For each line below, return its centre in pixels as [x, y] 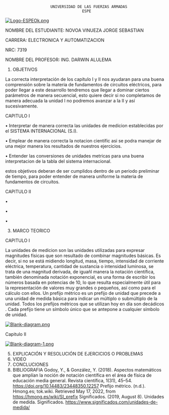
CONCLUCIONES [31, 365]
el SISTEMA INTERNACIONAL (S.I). [42, 131]
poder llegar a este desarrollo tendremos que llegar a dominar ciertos [77, 90]
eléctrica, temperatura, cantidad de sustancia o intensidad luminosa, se [79, 266]
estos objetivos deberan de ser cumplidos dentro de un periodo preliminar [82, 171]
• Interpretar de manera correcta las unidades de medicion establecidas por [84, 125]
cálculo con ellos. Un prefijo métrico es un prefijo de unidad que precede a [83, 293]
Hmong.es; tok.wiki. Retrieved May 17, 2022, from [64, 391]
